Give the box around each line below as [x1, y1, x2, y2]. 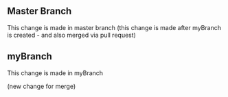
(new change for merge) [7, 82, 76, 90]
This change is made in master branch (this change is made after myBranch [7, 23, 222, 31]
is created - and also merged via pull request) [7, 31, 136, 39]
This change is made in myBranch [7, 68, 104, 77]
